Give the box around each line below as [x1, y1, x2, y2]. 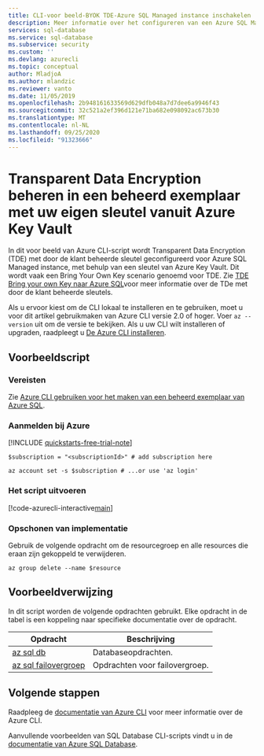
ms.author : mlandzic [8, 77, 76, 85]
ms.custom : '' [8, 48, 55, 56]
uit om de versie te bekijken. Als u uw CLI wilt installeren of [35, 319, 225, 329]
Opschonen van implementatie [8, 522, 128, 533]
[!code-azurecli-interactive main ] [8, 503, 114, 512]
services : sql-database [8, 26, 86, 34]
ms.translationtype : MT [8, 114, 86, 122]
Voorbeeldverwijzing [8, 585, 114, 599]
